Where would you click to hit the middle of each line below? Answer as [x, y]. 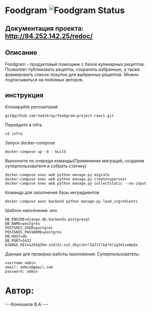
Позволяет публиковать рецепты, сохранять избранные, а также [72, 69]
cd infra [14, 134]
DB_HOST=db [16, 236]
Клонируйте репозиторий [32, 107]
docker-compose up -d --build [36, 152]
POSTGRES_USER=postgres [29, 228]
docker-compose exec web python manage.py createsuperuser [66, 179]
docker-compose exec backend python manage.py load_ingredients [71, 202]
